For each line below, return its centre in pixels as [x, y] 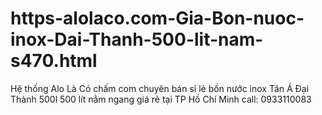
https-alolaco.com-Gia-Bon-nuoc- [157, 18]
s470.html [54, 61]
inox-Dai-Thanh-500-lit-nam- [137, 39]
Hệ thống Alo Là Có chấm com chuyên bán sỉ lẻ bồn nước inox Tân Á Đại [160, 88]
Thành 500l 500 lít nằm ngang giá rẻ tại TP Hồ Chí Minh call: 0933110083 [161, 99]
